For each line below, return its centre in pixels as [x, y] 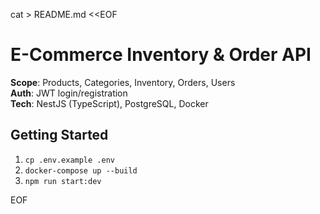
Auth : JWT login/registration [69, 93]
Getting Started [59, 135]
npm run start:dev [63, 181]
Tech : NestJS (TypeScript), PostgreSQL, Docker [109, 103]
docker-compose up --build [81, 170]
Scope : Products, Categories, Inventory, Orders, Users [123, 82]
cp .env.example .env [69, 160]
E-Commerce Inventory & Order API [161, 55]
